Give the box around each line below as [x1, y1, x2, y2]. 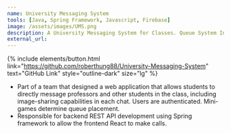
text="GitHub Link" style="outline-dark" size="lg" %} [7, 70, 158, 78]
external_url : [7, 36, 48, 43]
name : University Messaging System [7, 10, 109, 17]
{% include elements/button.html [7, 54, 101, 63]
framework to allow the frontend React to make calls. [16, 119, 167, 127]
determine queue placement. [37, 105, 120, 113]
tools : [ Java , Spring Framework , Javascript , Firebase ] [7, 17, 170, 23]
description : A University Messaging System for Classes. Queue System [7, 29, 217, 37]
